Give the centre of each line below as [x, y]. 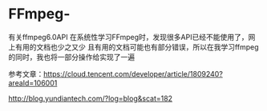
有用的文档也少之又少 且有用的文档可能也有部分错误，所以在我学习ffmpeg [137, 47]
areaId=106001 [33, 83]
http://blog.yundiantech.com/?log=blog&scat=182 [91, 98]
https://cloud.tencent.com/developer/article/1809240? [133, 73]
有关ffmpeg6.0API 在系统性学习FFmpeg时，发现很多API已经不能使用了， [128, 37]
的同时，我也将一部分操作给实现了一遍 [71, 57]
